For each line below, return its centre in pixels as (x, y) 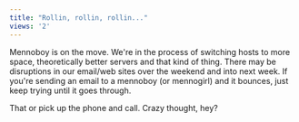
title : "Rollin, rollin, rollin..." (79, 18)
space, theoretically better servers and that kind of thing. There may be (143, 61)
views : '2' (30, 26)
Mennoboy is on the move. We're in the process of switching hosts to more (150, 52)
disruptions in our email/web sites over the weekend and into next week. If (149, 71)
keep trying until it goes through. (70, 90)
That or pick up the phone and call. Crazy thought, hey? (114, 108)
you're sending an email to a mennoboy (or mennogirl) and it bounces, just (149, 80)
